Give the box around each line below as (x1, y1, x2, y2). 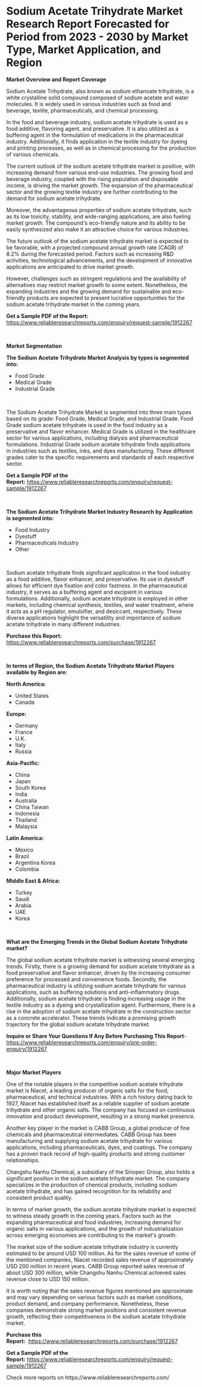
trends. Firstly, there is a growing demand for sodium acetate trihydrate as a (6, 962, 195, 970)
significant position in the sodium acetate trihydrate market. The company (6, 1174, 190, 1182)
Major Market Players (6, 1068, 62, 1076)
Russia (14, 747, 32, 755)
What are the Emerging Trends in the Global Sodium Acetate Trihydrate (6, 938, 188, 945)
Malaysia (14, 823, 37, 830)
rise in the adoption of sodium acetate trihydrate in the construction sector (6, 1007, 191, 1015)
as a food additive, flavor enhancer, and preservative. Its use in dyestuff (6, 575, 185, 583)
